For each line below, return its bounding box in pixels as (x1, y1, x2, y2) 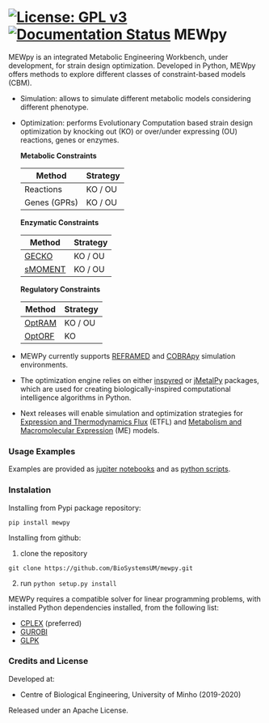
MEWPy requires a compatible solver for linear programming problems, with (8, 593, 261, 603)
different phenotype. (19, 102, 89, 112)
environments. (19, 359, 69, 369)
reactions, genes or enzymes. (19, 134, 120, 145)
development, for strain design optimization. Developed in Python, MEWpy (8, 61, 256, 70)
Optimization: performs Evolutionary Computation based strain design (19, 117, 253, 127)
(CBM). (8, 78, 32, 87)
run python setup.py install (19, 578, 117, 588)
